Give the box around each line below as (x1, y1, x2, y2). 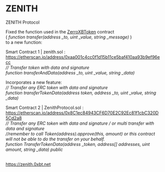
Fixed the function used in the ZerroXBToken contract (5, 29, 115, 34)
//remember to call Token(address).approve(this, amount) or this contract (5, 131, 155, 137)
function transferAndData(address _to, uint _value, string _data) (5, 69, 135, 75)
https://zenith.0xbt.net (5, 161, 51, 167)
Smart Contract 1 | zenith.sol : (5, 49, 66, 55)
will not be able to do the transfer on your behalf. (5, 136, 105, 142)
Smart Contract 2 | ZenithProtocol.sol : (5, 104, 84, 110)
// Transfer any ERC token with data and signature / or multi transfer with (5, 120, 154, 126)
